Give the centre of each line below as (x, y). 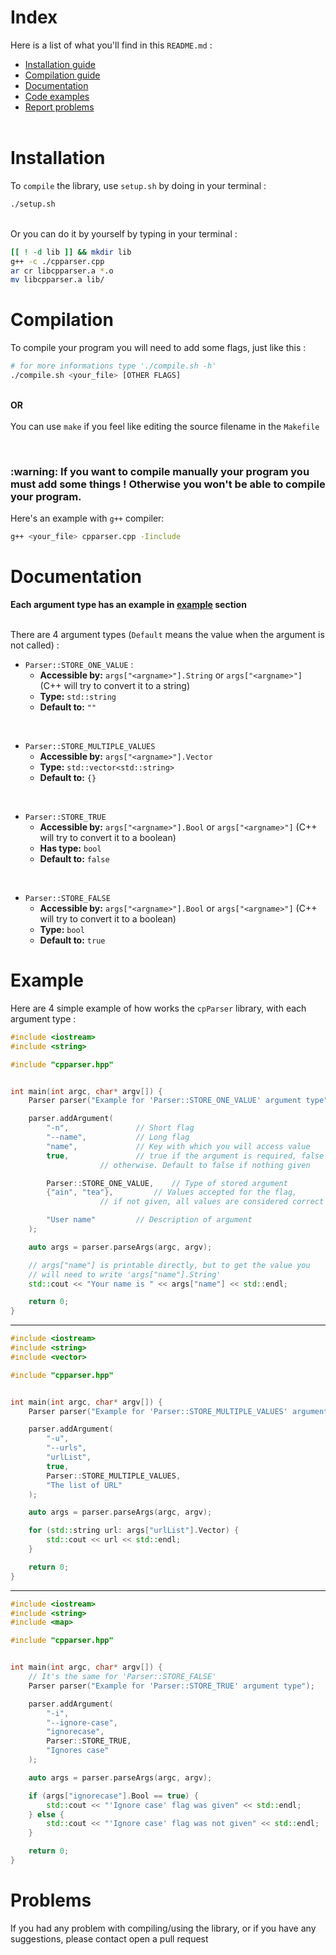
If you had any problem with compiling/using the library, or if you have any (163, 1928)
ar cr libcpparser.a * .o (62, 271)
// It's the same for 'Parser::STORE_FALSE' (122, 1677)
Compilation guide (62, 75)
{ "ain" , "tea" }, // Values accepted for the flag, (172, 1192)
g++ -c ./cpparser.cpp (57, 261)
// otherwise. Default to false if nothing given (205, 1165)
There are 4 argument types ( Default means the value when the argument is (167, 635)
